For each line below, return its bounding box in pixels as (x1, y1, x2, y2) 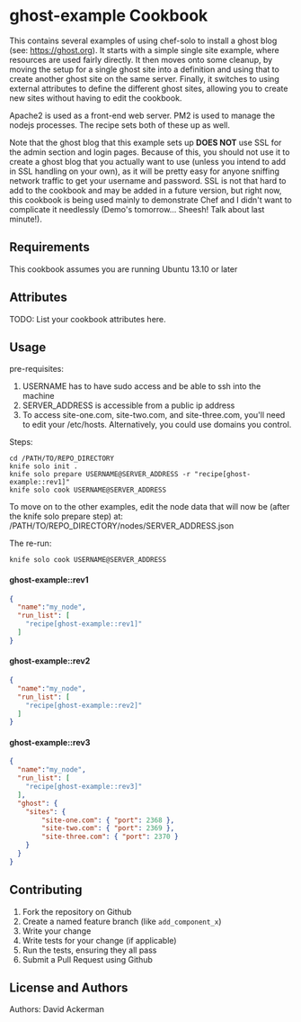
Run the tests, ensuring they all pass (22, 945, 157, 955)
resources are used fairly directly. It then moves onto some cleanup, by (9, 54, 273, 65)
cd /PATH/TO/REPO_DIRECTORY (9, 454, 115, 464)
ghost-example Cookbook (9, 5, 208, 26)
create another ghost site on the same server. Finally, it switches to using (9, 73, 280, 84)
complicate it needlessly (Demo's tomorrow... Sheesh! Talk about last (9, 203, 265, 214)
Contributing (9, 882, 83, 898)
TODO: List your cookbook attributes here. (9, 313, 166, 324)
